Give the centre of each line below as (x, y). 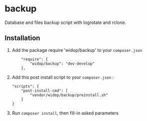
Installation (22, 38)
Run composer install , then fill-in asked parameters (65, 113)
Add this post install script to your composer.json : (63, 77)
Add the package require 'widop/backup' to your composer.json (77, 50)
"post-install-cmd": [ (45, 91)
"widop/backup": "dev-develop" (63, 63)
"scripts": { (25, 86)
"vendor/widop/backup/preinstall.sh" (69, 95)
